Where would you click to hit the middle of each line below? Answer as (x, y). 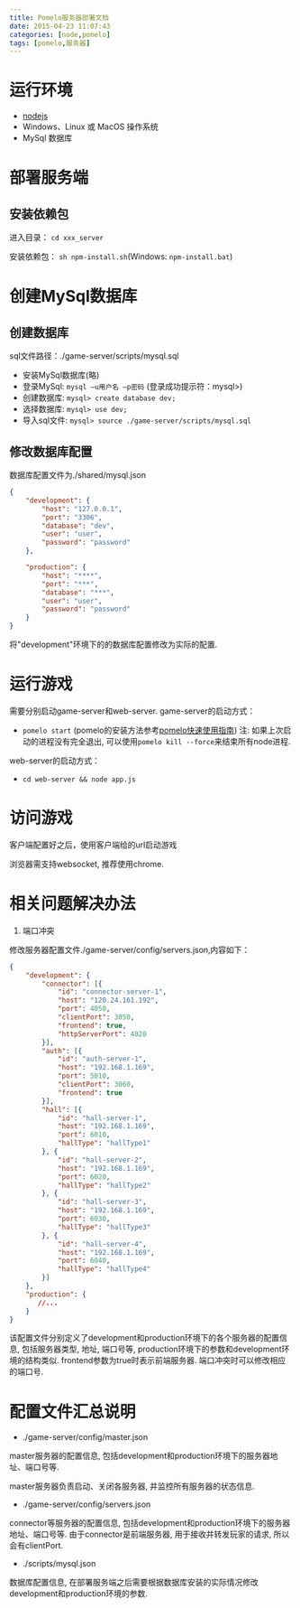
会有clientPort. (36, 1546)
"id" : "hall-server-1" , (102, 1118)
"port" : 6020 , (84, 1177)
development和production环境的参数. (79, 1594)
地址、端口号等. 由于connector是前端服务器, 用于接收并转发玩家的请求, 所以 (150, 1534)
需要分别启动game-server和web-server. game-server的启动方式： (132, 711)
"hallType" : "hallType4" (104, 1269)
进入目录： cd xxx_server (57, 238)
